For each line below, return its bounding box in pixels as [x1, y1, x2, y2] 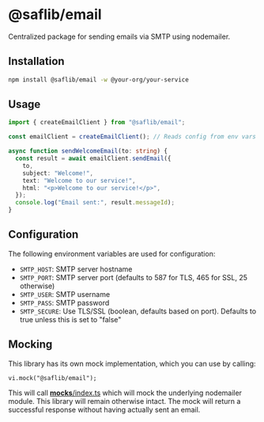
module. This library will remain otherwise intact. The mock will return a [8, 396, 241, 405]
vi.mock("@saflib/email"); [8, 374, 97, 382]
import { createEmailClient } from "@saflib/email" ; [8, 119, 186, 127]
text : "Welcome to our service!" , [22, 177, 136, 184]
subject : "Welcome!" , [22, 169, 93, 177]
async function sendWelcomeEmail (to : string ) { [8, 147, 168, 155]
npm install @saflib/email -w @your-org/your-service [8, 75, 190, 84]
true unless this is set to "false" [19, 314, 122, 324]
